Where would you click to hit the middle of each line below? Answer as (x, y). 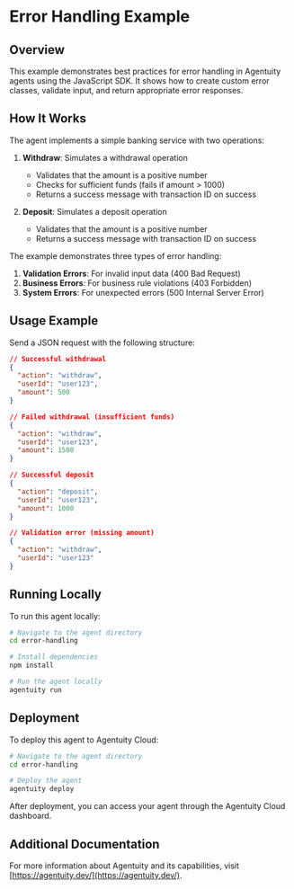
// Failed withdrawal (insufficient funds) (92, 417)
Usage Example (54, 321)
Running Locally (55, 595)
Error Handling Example (100, 17)
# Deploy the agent (46, 781)
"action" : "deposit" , (58, 492)
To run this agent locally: (55, 616)
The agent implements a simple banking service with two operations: (137, 140)
